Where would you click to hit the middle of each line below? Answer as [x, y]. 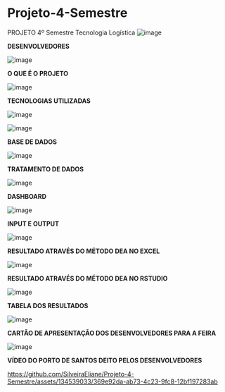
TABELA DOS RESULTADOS [48, 305]
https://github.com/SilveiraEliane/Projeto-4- [71, 374]
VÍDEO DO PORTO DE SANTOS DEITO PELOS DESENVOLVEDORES [105, 360]
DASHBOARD [27, 196]
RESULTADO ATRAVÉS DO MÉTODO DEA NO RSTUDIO [88, 278]
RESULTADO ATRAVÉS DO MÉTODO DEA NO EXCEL [84, 251]
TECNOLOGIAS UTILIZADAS [49, 101]
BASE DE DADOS [32, 142]
